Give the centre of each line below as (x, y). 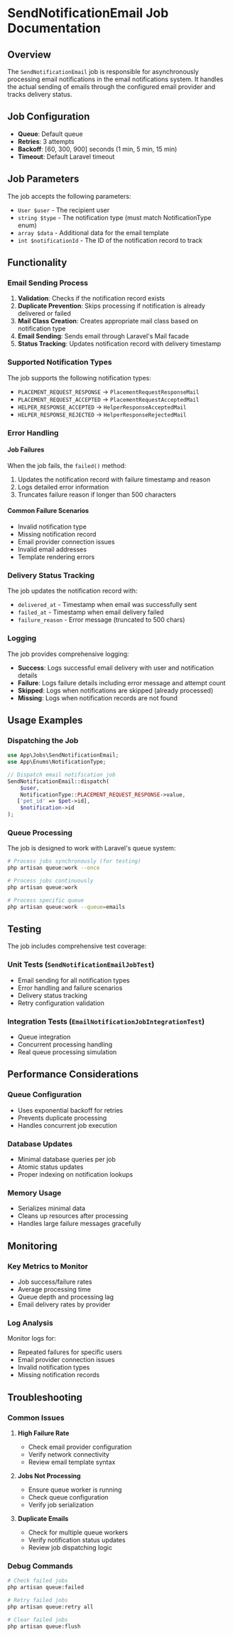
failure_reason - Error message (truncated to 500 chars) (101, 620)
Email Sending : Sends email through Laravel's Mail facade (103, 336)
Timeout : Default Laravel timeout (66, 156)
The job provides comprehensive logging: (68, 654)
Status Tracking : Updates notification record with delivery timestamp (119, 344)
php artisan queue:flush (44, 1626)
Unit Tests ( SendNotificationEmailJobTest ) (81, 965)
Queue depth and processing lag (66, 1297)
